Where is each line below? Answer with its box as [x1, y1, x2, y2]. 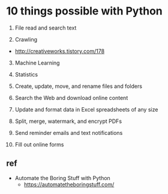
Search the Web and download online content [14, 94, 128, 101]
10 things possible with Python [6, 4, 163, 18]
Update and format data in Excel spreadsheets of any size [14, 105, 158, 113]
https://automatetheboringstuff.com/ [23, 181, 115, 188]
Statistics [14, 70, 38, 78]
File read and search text [14, 24, 77, 31]
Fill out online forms [14, 140, 64, 148]
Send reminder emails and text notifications [14, 129, 123, 136]
